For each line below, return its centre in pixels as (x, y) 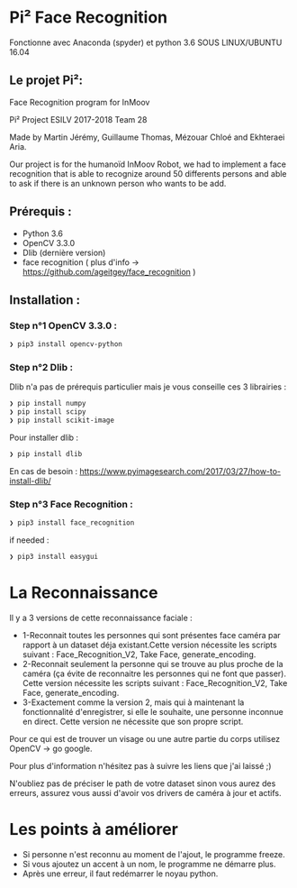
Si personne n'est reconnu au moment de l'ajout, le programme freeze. (153, 854)
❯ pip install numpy (48, 404)
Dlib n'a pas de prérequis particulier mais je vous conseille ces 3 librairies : (148, 387)
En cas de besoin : (44, 471)
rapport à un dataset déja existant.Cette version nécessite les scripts (149, 645)
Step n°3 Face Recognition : (71, 504)
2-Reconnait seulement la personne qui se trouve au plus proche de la (153, 664)
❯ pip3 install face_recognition (72, 523)
